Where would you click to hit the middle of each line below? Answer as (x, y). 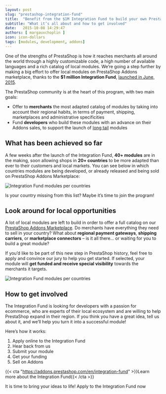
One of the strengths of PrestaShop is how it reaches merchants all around (81, 56)
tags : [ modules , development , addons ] (45, 42)
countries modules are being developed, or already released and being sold (82, 171)
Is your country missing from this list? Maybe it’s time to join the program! (80, 195)
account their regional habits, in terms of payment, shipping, (74, 112)
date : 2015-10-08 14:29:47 (35, 28)
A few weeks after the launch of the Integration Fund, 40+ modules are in (80, 155)
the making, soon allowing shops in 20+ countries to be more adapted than (82, 160)
